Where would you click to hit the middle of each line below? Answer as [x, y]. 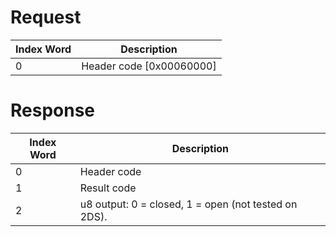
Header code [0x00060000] [149, 66]
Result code [108, 188]
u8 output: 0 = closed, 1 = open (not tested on [188, 204]
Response [53, 110]
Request [46, 17]
